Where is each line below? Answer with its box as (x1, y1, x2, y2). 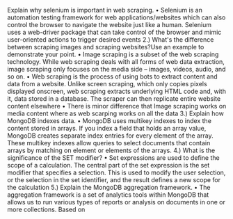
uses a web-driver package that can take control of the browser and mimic (7, 28, 222, 36)
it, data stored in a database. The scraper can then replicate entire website (7, 95, 221, 103)
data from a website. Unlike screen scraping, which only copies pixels (7, 80, 207, 88)
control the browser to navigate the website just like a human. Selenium (7, 21, 212, 29)
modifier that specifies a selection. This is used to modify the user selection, (7, 168, 226, 177)
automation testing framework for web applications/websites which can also (7, 13, 226, 22)
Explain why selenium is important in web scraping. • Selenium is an (7, 6, 203, 14)
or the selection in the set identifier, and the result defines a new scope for (7, 176, 221, 184)
